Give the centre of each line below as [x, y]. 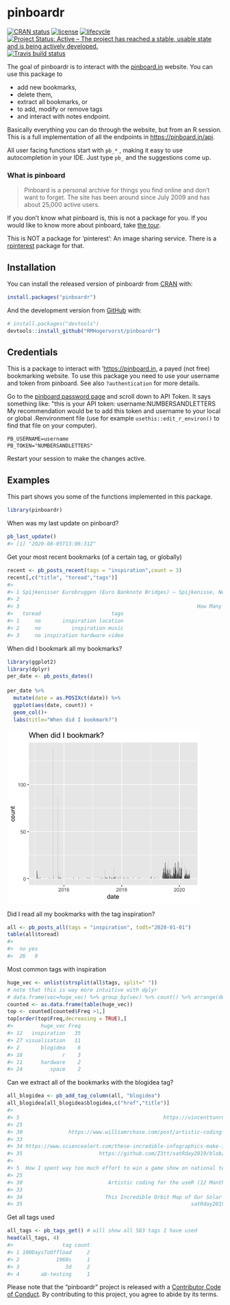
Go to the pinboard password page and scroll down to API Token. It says [109, 397]
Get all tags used [31, 1217]
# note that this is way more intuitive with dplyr [82, 990]
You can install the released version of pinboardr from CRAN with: [100, 284]
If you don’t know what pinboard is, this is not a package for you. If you [107, 218]
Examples [28, 480]
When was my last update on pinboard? [63, 523]
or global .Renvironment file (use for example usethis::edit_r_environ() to [113, 419]
